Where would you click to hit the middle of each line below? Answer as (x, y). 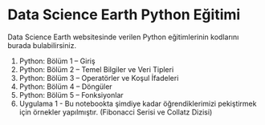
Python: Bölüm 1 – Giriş (57, 61)
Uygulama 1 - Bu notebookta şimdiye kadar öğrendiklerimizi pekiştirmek (138, 103)
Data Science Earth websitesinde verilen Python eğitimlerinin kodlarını (123, 37)
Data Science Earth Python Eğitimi (124, 15)
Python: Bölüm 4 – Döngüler (66, 87)
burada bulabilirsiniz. (42, 45)
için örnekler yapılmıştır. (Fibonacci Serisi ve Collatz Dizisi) (116, 112)
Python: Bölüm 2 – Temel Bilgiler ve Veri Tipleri (96, 69)
